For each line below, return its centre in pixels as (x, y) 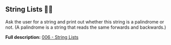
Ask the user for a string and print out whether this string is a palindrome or (85, 21)
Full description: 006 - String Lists (42, 37)
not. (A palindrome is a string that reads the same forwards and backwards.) (86, 27)
